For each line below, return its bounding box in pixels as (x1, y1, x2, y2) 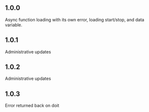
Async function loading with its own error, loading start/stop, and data (5, 16, 144, 22)
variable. (5, 22, 23, 28)
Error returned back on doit (5, 103, 60, 109)
